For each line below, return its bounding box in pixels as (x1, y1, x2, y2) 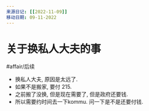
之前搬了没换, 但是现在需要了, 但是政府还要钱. (14, 91, 128, 98)
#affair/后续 (6, 63, 35, 70)
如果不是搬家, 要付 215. (14, 83, 72, 91)
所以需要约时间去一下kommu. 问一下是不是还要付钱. (14, 98, 144, 106)
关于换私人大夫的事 (6, 42, 102, 56)
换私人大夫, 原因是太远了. (14, 76, 78, 83)
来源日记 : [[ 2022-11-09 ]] (6, 8, 68, 15)
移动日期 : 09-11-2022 (6, 14, 57, 20)
